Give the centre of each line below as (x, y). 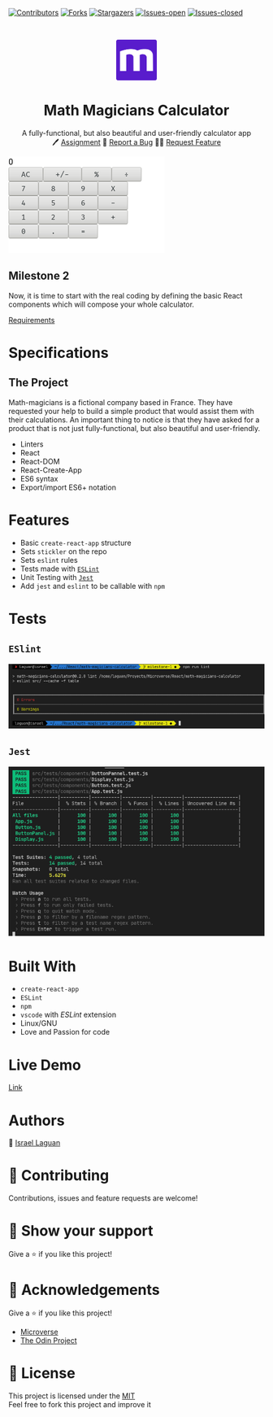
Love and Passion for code (65, 1032)
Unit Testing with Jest (56, 577)
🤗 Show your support (81, 1231)
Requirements (32, 320)
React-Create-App (51, 470)
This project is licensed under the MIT (72, 1396)
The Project (39, 383)
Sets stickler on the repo (63, 551)
